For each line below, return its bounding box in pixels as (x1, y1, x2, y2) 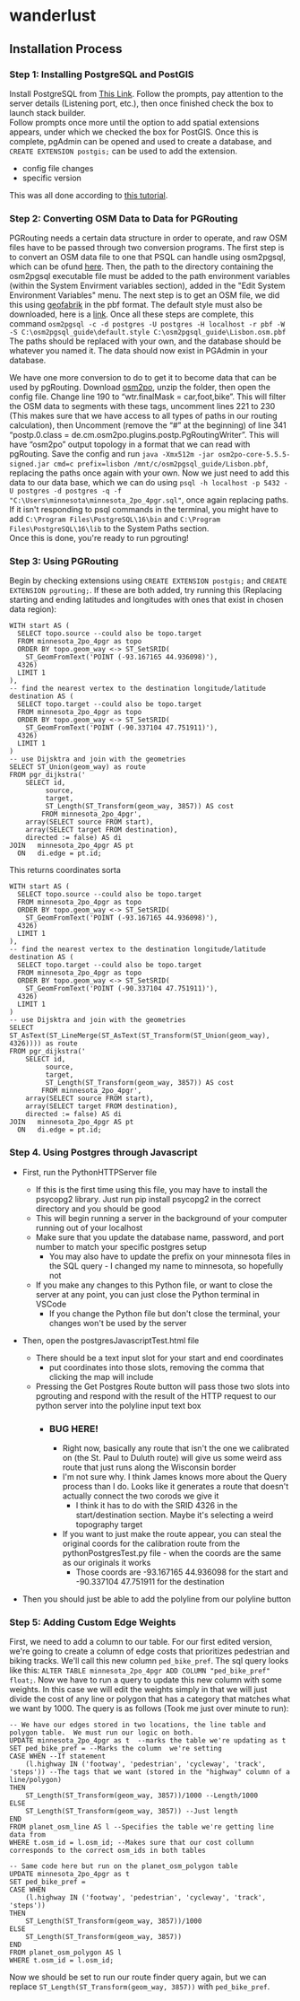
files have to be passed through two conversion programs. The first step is (9, 242, 285, 253)
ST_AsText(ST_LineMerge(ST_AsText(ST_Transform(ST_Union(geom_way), (9, 1031, 270, 1041)
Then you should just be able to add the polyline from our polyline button (21, 1594, 292, 1604)
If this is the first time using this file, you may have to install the (35, 1184, 268, 1194)
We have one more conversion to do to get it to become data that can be (9, 372, 278, 383)
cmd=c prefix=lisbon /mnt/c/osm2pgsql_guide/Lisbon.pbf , (53, 459, 269, 469)
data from (9, 1831, 47, 1839)
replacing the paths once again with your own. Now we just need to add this (9, 467, 289, 478)
